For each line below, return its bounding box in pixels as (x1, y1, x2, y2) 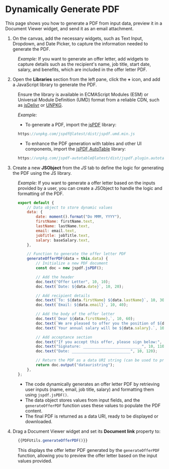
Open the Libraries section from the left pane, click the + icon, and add (12, 76, 160, 82)
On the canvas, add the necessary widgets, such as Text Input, (12, 35, 143, 41)
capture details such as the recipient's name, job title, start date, (18, 61, 151, 67)
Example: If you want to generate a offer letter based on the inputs (18, 180, 155, 186)
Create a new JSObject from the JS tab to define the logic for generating (12, 165, 164, 171)
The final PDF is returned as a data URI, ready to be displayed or (25, 413, 158, 419)
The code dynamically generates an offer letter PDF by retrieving (25, 381, 160, 387)
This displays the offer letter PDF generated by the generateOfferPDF (18, 447, 160, 453)
